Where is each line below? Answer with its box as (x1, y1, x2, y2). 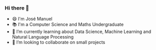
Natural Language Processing (12, 34, 74, 40)
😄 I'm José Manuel (12, 16, 52, 22)
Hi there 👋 (5, 4, 30, 11)
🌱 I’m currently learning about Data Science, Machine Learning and (12, 28, 151, 34)
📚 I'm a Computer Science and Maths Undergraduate (12, 21, 124, 27)
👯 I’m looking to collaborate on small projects (12, 39, 105, 45)
